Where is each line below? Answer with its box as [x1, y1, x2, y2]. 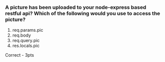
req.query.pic [12, 38, 40, 43]
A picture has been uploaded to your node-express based [5, 4, 147, 11]
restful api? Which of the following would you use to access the [5, 10, 161, 17]
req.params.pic [12, 27, 43, 33]
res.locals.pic [12, 43, 40, 49]
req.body [12, 32, 31, 38]
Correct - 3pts [5, 52, 35, 58]
